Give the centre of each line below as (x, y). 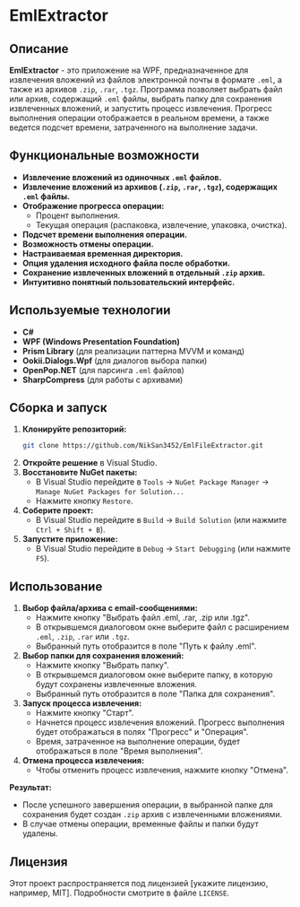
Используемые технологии (90, 310)
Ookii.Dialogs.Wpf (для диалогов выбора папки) (115, 361)
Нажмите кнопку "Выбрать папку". (103, 666)
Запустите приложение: (70, 539)
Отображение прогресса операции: (93, 205)
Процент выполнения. (78, 215)
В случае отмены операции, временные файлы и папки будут (140, 824)
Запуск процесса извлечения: (82, 703)
